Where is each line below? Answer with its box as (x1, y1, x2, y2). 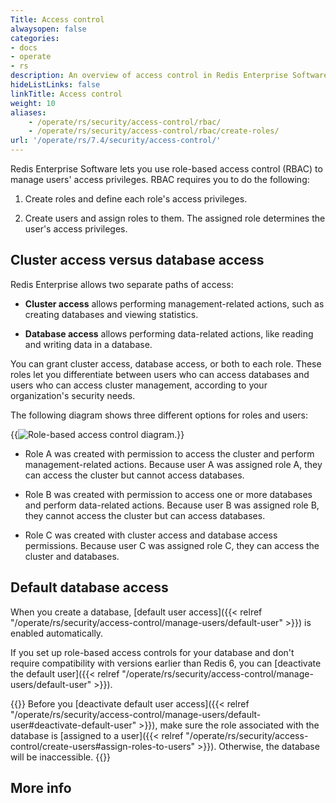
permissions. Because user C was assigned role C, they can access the (24, 539, 320, 551)
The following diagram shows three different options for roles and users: (10, 409, 308, 421)
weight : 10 (10, 98, 56, 108)
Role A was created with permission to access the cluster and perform (24, 447, 315, 460)
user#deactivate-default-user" (10, 719, 137, 731)
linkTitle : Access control (10, 89, 123, 99)
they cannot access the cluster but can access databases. (24, 509, 266, 521)
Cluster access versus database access (10, 252, 265, 269)
